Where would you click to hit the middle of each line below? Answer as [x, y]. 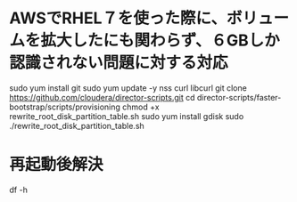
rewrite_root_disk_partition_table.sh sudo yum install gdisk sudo [127, 116]
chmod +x [140, 107]
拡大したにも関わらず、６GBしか [161, 40]
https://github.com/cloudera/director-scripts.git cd [102, 97]
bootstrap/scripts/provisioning [65, 107]
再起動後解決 [57, 165]
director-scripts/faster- [239, 97]
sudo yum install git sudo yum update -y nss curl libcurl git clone [128, 88]
